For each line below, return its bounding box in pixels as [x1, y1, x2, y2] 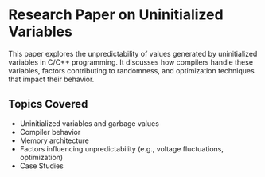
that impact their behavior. [8, 74, 95, 84]
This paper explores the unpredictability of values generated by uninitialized [8, 49, 258, 58]
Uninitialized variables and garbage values [19, 118, 159, 128]
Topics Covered [8, 97, 88, 111]
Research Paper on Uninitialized [8, 6, 224, 24]
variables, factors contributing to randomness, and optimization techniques [8, 65, 255, 75]
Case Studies [19, 161, 64, 171]
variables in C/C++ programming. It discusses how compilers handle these [8, 57, 253, 67]
